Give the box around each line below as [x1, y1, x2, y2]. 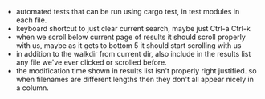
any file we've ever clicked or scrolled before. [15, 57, 167, 67]
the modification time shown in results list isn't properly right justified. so [15, 66, 257, 75]
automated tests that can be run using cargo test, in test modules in [15, 7, 240, 16]
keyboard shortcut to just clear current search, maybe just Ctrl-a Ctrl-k [15, 24, 251, 33]
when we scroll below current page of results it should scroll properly [15, 32, 247, 42]
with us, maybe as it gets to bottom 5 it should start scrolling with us [15, 41, 242, 50]
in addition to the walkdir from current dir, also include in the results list [15, 49, 251, 58]
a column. [15, 83, 50, 93]
